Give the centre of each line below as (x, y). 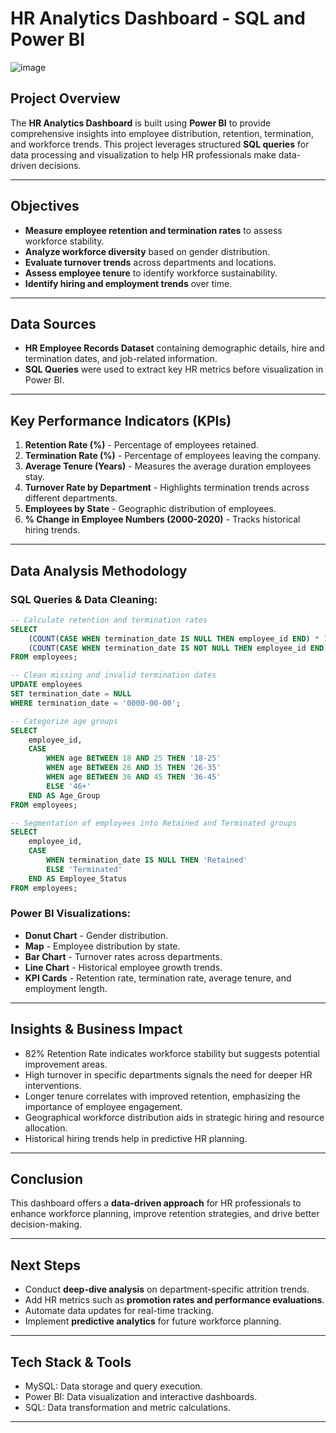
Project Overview (65, 98)
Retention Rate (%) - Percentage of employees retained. (141, 445)
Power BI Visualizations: (71, 914)
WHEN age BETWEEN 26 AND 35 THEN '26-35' (134, 768)
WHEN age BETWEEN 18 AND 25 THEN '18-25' (134, 758)
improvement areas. (66, 1064)
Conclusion (47, 1179)
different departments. (71, 498)
